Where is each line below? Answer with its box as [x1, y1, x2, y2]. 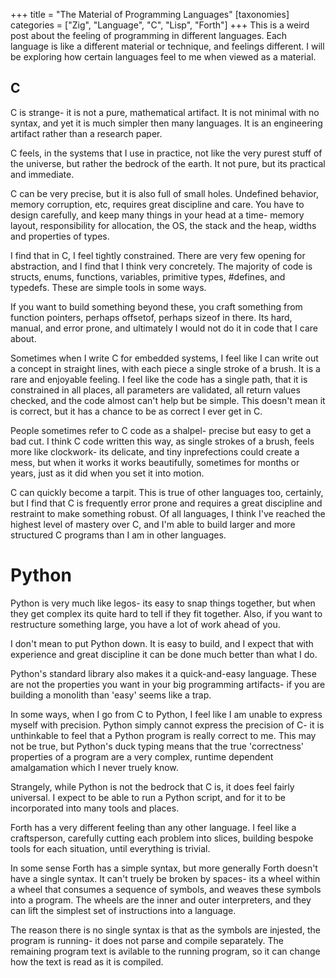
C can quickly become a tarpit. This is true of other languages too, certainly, [10, 486, 324, 498]
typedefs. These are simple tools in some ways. [10, 281, 207, 293]
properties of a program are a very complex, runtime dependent [10, 750, 274, 763]
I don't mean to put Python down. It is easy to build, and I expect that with [10, 637, 314, 649]
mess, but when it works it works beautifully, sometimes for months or [10, 456, 300, 468]
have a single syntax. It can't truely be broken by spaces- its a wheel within [10, 872, 321, 884]
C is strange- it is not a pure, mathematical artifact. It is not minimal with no [10, 106, 320, 118]
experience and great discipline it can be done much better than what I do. [10, 648, 318, 660]
